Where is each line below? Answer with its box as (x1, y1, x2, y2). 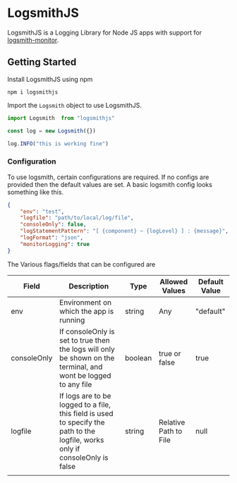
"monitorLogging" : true (20, 240, 90, 247)
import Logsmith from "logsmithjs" (7, 114, 115, 121)
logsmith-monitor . (7, 35, 59, 44)
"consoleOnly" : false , (20, 221, 87, 228)
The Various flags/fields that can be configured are (7, 259, 156, 269)
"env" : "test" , (20, 208, 65, 215)
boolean (124, 353, 152, 362)
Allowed (159, 276, 188, 286)
